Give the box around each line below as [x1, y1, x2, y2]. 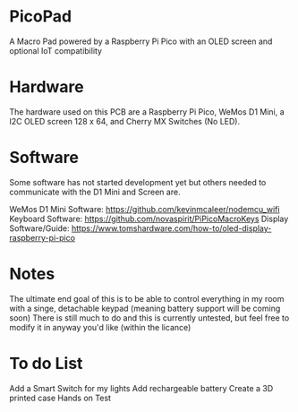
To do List [9, 353, 83, 373]
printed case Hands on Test [9, 392, 112, 403]
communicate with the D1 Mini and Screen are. [9, 186, 181, 197]
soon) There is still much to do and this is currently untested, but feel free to [9, 312, 290, 323]
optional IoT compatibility [9, 45, 103, 56]
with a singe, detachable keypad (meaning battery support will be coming [9, 303, 281, 313]
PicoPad [9, 6, 72, 27]
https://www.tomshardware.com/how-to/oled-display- [71, 222, 272, 234]
